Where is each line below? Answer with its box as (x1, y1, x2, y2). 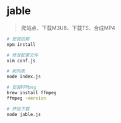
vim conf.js (6, 58, 36, 64)
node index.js (6, 74, 42, 80)
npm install (6, 41, 36, 48)
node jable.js (6, 111, 42, 117)
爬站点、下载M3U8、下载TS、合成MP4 (20, 24, 116, 31)
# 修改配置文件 (6, 52, 39, 58)
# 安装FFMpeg (6, 84, 37, 91)
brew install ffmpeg (6, 90, 57, 96)
